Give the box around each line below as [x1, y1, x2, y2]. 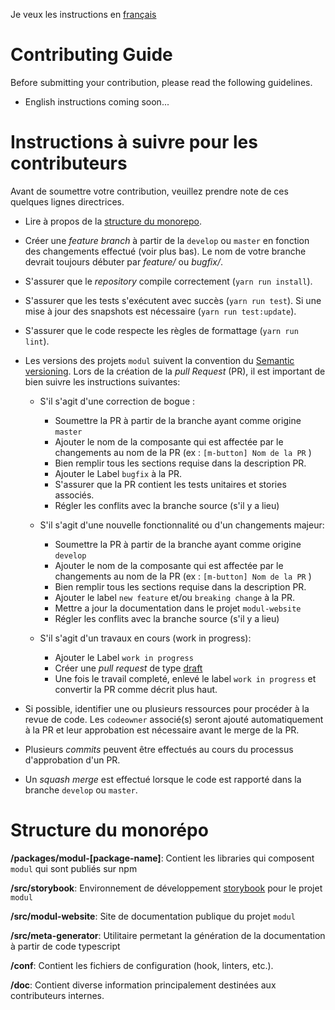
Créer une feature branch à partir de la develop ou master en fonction [24, 234, 310, 246]
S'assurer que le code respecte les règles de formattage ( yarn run [24, 324, 299, 336]
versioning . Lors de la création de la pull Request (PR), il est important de [24, 365, 326, 377]
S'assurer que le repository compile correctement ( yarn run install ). [24, 275, 313, 287]
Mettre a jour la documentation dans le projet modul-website [54, 602, 302, 614]
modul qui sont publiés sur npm [10, 862, 138, 874]
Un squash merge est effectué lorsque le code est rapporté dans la [24, 773, 302, 785]
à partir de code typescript [10, 940, 121, 952]
